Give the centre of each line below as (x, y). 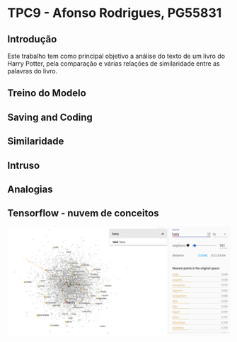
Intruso (24, 165)
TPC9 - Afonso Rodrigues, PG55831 (115, 13)
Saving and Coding (50, 117)
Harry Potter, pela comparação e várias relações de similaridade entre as (114, 64)
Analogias (30, 189)
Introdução (32, 39)
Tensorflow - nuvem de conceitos (83, 213)
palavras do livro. (33, 71)
